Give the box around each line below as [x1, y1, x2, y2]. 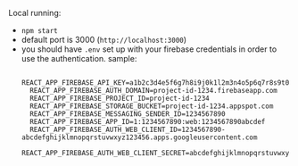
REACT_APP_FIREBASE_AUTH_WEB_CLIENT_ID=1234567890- [29, 125, 226, 134]
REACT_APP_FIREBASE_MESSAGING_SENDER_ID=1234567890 [29, 110, 226, 119]
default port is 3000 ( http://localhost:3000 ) [21, 35, 187, 45]
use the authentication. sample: [21, 54, 137, 63]
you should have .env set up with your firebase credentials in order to [21, 44, 277, 54]
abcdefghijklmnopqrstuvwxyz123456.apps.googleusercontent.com [21, 133, 258, 142]
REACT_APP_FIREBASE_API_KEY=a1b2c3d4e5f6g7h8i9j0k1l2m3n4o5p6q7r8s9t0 [21, 79, 290, 87]
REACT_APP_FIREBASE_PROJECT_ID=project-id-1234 [29, 94, 211, 103]
